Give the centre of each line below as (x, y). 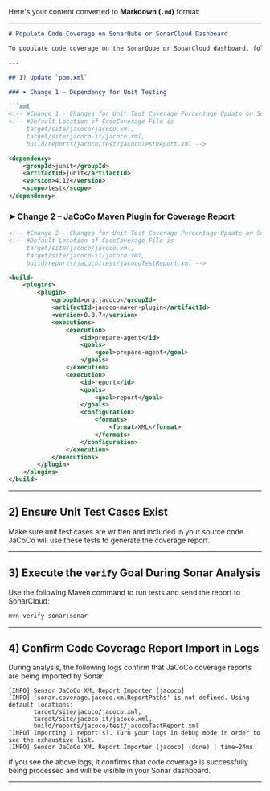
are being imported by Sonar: (57, 676)
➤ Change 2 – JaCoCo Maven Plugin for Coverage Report (122, 216)
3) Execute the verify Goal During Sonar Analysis (135, 573)
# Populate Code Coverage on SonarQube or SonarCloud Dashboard (118, 34)
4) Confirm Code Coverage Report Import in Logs (134, 648)
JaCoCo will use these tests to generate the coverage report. (109, 540)
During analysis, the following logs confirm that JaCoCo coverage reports (130, 668)
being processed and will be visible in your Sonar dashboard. (110, 771)
